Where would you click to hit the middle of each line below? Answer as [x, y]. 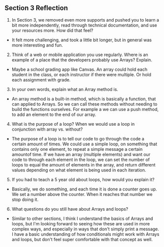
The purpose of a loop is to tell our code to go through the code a [78, 138]
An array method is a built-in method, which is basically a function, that [84, 99]
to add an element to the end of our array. [54, 114]
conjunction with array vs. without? [47, 129]
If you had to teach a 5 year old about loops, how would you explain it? [83, 179]
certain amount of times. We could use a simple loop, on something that [84, 144]
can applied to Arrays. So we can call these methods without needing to [84, 104]
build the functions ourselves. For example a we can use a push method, [85, 109]
